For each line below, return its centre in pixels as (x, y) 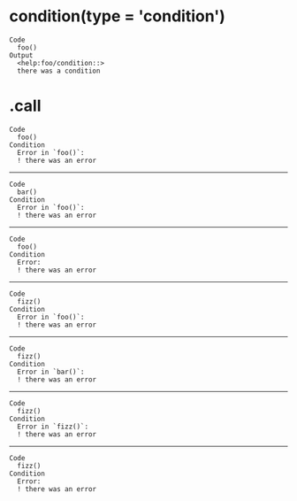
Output (21, 55)
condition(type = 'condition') (117, 16)
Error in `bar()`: (51, 372)
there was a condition (59, 71)
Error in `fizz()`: (53, 427)
